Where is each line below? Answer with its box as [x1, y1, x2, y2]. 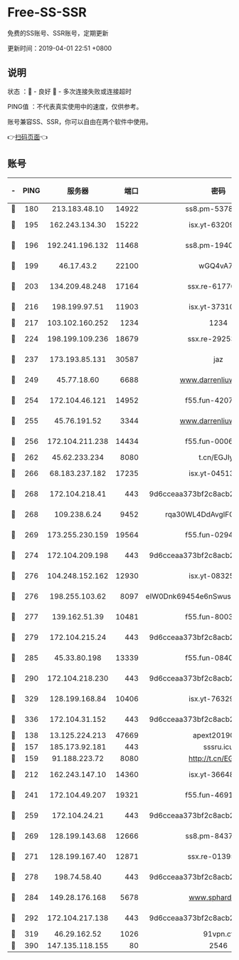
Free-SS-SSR [7, 4, 87, 21]
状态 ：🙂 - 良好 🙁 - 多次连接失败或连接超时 [7, 87, 132, 96]
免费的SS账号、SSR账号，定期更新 [7, 29, 109, 37]
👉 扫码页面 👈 [7, 133, 48, 141]
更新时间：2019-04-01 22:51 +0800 [7, 43, 112, 52]
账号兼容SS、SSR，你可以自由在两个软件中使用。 [7, 117, 152, 125]
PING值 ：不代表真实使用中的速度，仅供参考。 [7, 102, 143, 110]
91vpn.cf [203, 929, 234, 939]
